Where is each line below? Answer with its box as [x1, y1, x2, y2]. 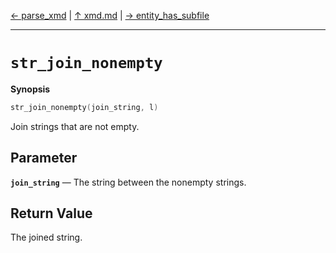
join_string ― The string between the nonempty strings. [10, 176, 247, 188]
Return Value [10, 205, 93, 222]
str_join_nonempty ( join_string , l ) [10, 102, 159, 112]
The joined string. [10, 231, 83, 244]
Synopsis [10, 83, 51, 95]
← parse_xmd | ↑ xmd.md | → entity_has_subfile [10, 10, 210, 21]
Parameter [10, 150, 78, 167]
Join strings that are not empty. [10, 120, 140, 132]
